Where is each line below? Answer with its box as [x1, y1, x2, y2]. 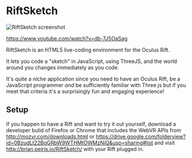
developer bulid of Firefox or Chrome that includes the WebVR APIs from [6, 126, 181, 133]
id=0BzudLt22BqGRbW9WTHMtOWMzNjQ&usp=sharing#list [6, 139, 154, 146]
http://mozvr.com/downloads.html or [6, 133, 95, 140]
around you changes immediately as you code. [6, 63, 119, 71]
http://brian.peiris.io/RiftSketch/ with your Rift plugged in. [6, 145, 144, 152]
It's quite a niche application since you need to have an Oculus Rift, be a [6, 75, 181, 82]
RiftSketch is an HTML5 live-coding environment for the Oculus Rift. [6, 46, 170, 53]
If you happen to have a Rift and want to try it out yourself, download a [6, 120, 176, 127]
